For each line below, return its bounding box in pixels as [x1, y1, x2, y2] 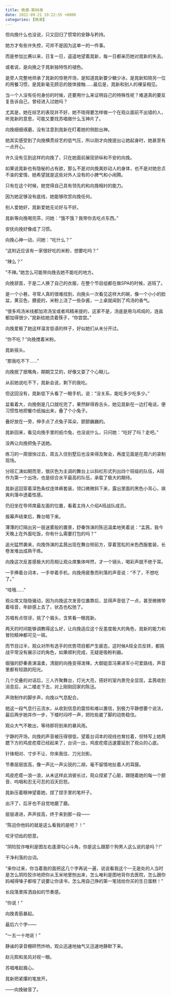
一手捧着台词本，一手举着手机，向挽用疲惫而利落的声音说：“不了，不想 [5, 570, 155, 576]
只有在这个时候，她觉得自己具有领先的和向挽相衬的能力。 [5, 183, 126, 189]
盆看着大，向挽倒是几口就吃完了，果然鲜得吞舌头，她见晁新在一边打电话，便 [5, 401, 166, 407]
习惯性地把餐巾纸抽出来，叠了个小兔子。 [5, 407, 90, 414]
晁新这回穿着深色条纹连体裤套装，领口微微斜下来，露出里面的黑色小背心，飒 [5, 485, 166, 492]
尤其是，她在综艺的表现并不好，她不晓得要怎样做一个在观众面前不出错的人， [5, 109, 166, 115]
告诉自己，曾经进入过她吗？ [9, 98, 68, 105]
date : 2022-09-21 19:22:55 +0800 [5, 12, 76, 17]
